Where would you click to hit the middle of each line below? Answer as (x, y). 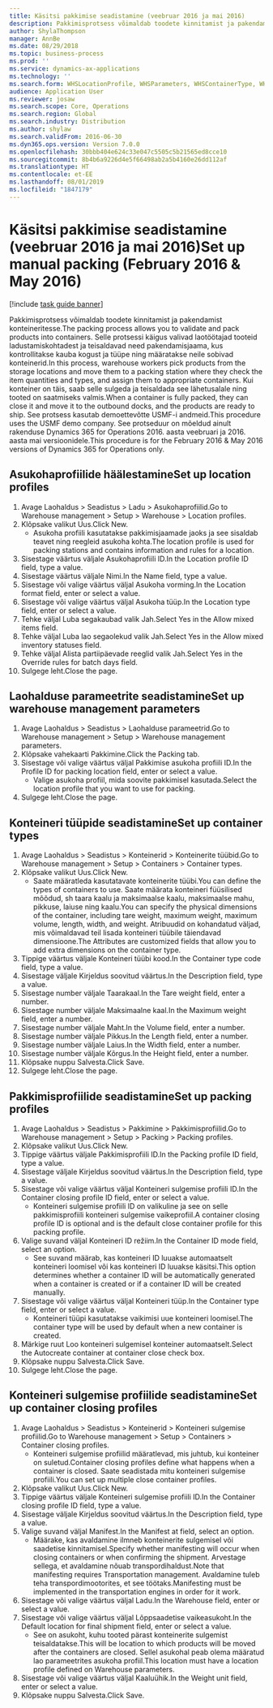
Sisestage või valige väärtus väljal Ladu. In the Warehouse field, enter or (140, 1600)
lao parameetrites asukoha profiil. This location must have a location (145, 1660)
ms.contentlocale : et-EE (51, 175)
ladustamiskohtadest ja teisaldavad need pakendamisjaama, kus (116, 345)
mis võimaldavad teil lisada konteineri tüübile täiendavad (127, 933)
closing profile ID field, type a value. (81, 1505)
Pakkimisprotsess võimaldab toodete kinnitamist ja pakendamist (116, 319)
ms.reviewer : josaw (42, 99)
